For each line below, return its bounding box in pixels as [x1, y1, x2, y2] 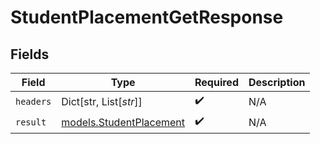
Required [194, 76, 239, 89]
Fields [10, 46, 50, 63]
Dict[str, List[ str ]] [61, 94, 143, 108]
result [15, 116, 47, 128]
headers [15, 96, 52, 107]
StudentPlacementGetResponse [10, 6, 284, 29]
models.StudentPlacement [61, 115, 185, 129]
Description [248, 76, 306, 89]
